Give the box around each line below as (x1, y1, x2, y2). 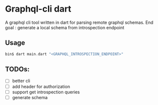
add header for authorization (12, 84, 70, 89)
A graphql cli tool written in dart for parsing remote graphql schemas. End (5, 19, 154, 25)
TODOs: (5, 65, 30, 73)
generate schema (12, 94, 48, 100)
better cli (12, 78, 30, 84)
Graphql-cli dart (5, 3, 72, 15)
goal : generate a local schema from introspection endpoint (5, 24, 125, 30)
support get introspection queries (12, 89, 80, 95)
